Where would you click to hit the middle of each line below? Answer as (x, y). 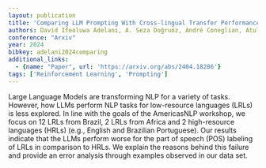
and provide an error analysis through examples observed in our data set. (128, 155)
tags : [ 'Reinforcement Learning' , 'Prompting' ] (88, 74)
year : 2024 (26, 45)
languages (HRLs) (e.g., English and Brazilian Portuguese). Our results (123, 130)
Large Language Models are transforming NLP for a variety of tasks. (120, 96)
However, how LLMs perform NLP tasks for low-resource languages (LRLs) (131, 105)
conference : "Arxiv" (42, 37)
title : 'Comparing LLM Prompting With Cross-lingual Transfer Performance (134, 23)
